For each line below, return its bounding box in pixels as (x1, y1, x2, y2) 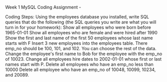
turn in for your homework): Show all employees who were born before (5, 24, 151, 30)
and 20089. (5, 72, 29, 78)
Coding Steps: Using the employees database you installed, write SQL (5, 14, 149, 19)
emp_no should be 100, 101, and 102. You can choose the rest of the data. (5, 46, 156, 51)
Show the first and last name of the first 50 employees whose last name (5, 35, 153, 41)
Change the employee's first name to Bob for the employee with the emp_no (5, 51, 162, 57)
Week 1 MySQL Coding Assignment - (5, 4, 81, 10)
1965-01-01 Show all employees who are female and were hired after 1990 (5, 30, 157, 35)
